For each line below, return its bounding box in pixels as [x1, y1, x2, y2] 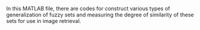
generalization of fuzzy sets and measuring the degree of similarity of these [6, 11, 194, 18]
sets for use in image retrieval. [6, 18, 81, 24]
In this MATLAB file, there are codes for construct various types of [6, 5, 170, 12]
